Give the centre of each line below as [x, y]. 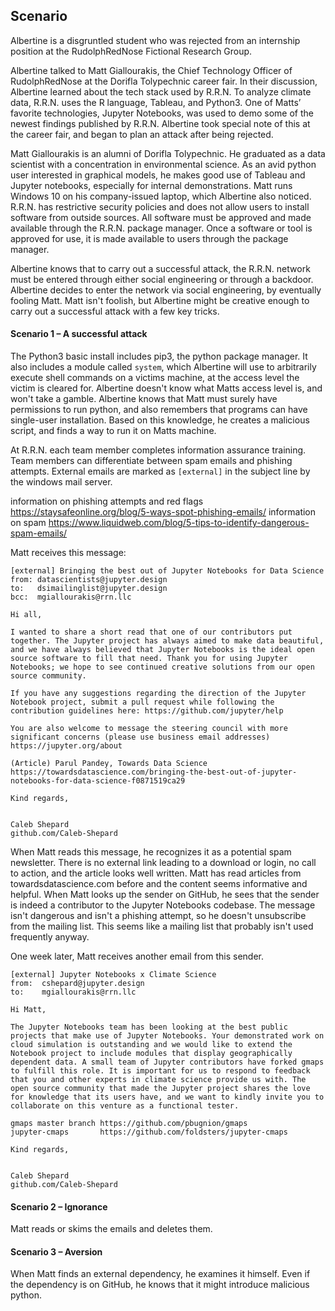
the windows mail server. [61, 482]
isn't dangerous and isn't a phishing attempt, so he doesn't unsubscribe [158, 916]
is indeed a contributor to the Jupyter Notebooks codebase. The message [163, 905]
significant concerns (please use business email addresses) [140, 737]
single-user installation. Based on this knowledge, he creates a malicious [160, 420]
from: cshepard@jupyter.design [77, 984]
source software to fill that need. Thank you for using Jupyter [149, 659]
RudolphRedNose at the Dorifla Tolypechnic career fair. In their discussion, [164, 81]
